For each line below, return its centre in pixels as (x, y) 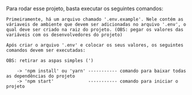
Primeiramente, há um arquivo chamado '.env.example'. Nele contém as (95, 19)
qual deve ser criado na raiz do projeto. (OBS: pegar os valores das (95, 30)
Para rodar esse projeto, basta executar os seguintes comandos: (85, 9)
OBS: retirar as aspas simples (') (50, 61)
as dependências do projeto (41, 76)
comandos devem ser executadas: (46, 50)
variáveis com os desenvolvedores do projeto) (64, 35)
